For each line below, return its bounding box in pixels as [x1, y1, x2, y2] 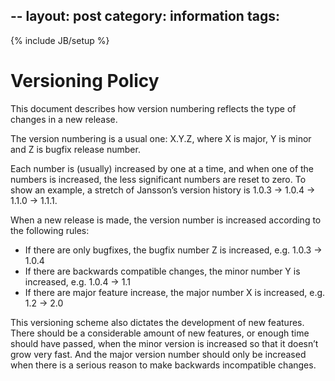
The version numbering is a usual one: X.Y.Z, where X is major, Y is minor [10, 132, 312, 144]
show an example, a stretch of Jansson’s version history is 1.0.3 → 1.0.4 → [10, 184, 316, 196]
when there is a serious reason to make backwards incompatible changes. [10, 359, 317, 371]
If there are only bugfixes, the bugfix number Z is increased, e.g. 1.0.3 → [24, 244, 323, 256]
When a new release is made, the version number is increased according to [10, 214, 322, 226]
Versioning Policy [10, 70, 160, 92]
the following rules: [10, 224, 90, 236]
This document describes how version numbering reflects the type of [10, 102, 297, 114]
